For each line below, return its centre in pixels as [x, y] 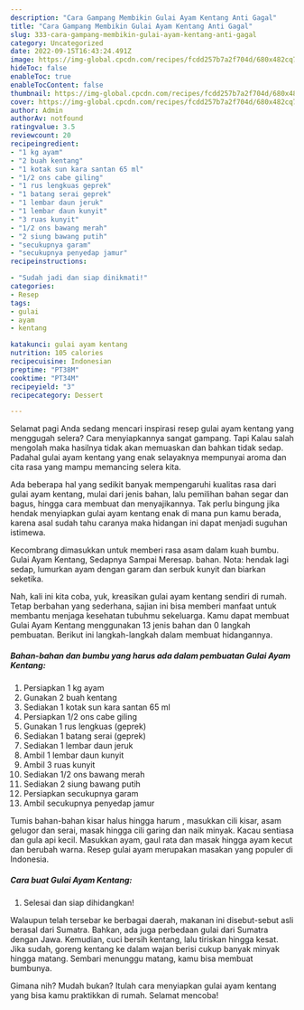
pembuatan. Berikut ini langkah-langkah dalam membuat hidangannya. [142, 635]
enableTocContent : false [57, 85]
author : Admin [37, 110]
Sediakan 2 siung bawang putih [82, 784]
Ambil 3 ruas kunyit [59, 765]
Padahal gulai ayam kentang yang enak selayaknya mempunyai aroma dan [148, 458]
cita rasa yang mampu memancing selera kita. [96, 467]
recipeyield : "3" [43, 387]
